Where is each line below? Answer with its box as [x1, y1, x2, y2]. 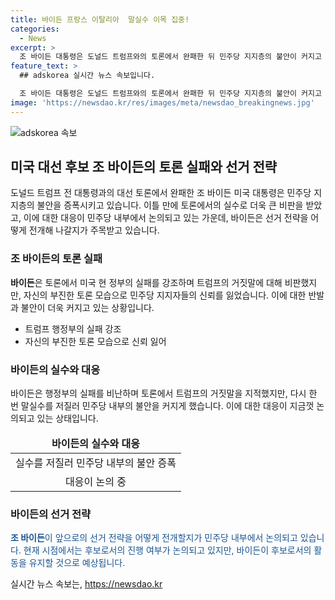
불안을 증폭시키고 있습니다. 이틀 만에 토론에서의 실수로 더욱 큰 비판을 [36, 199, 304, 211]
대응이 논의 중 [65, 475, 127, 489]
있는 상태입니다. [36, 412, 99, 425]
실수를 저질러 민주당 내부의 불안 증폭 [15, 456, 177, 470]
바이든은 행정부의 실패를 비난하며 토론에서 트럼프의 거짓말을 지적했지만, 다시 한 [10, 387, 318, 400]
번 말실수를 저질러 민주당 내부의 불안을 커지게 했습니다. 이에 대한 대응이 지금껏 [10, 400, 315, 412]
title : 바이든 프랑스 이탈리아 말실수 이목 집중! [10, 14, 190, 25]
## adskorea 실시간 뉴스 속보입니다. [19, 71, 156, 81]
